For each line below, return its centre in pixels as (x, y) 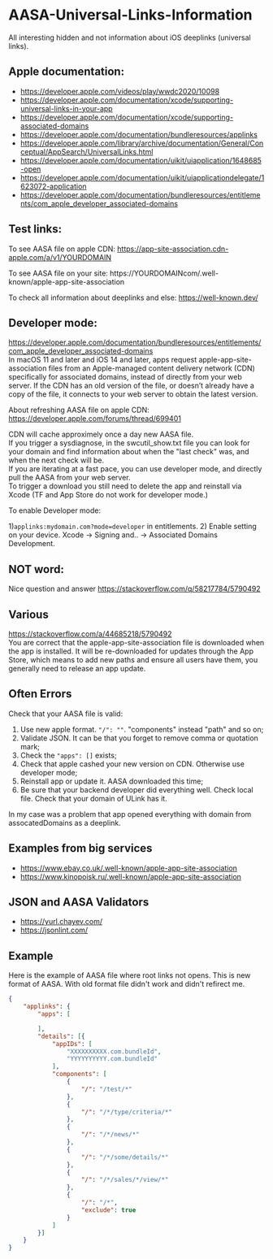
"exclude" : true (108, 1210)
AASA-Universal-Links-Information (131, 15)
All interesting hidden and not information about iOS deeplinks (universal (130, 37)
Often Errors (40, 694)
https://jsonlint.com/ (54, 930)
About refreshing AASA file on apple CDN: (79, 410)
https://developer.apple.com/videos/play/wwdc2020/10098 (120, 91)
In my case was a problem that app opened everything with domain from (130, 814)
